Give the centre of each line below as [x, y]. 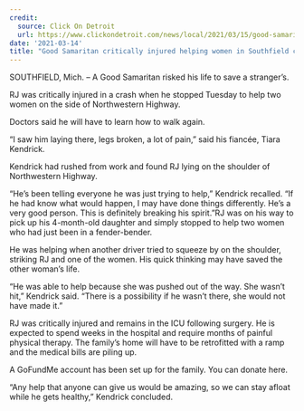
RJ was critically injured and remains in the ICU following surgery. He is [142, 323]
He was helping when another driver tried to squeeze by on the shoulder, [146, 250]
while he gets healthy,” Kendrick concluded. [91, 397]
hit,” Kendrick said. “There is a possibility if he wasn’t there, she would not [147, 296]
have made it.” [36, 306]
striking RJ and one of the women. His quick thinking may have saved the [146, 260]
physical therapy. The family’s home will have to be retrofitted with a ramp [147, 343]
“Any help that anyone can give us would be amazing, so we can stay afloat [150, 387]
